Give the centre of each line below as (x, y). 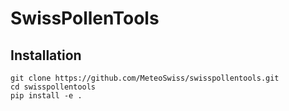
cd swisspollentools (53, 87)
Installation (46, 55)
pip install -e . (46, 96)
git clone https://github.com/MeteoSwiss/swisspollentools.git (145, 78)
